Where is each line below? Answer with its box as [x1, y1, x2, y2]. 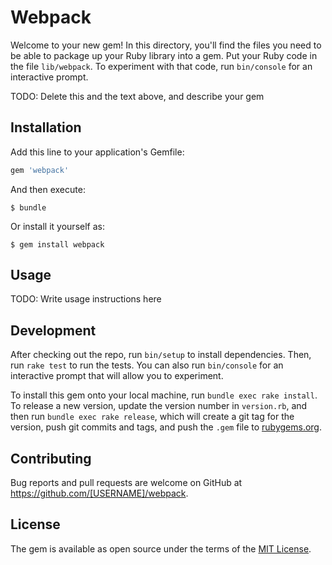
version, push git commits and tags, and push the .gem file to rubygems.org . [10, 421, 323, 433]
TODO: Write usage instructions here [10, 293, 162, 305]
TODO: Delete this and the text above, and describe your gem [10, 90, 265, 102]
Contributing [10, 450, 92, 467]
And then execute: [10, 183, 86, 195]
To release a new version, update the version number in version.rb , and [10, 400, 308, 412]
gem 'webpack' [10, 165, 70, 175]
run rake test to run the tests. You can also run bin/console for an [10, 359, 284, 371]
